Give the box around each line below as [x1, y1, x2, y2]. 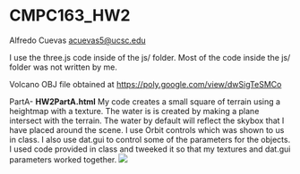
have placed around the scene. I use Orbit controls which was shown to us [9, 124, 285, 135]
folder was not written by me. [9, 62, 118, 72]
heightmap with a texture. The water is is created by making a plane [9, 105, 260, 116]
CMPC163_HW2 [9, 5, 131, 26]
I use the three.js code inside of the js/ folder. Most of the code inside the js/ [9, 52, 291, 62]
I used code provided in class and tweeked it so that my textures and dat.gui [9, 144, 291, 154]
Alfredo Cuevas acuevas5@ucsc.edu [9, 35, 146, 46]
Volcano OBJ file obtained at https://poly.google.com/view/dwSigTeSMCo [9, 79, 282, 89]
